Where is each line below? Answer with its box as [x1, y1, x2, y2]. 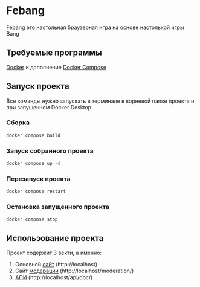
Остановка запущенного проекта [6, 203, 110, 211]
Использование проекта [6, 233, 104, 243]
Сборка [6, 118, 30, 127]
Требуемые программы [6, 48, 102, 58]
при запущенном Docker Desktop [6, 103, 92, 111]
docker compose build [6, 132, 61, 138]
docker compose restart [6, 189, 66, 195]
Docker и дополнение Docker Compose [6, 63, 107, 71]
